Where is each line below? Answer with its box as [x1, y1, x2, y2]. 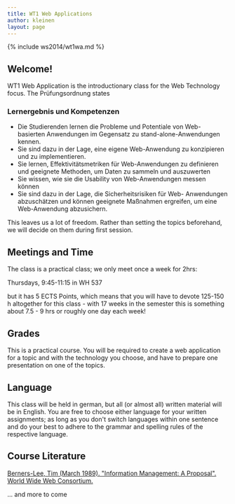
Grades [7, 328, 40, 340]
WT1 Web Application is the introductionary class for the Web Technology [7, 82, 220, 90]
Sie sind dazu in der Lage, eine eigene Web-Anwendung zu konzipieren [17, 145, 224, 153]
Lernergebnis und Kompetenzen [7, 107, 120, 117]
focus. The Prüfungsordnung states [7, 89, 110, 98]
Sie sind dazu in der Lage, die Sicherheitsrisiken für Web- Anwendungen [17, 190, 228, 198]
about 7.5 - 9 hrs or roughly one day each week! [7, 307, 146, 316]
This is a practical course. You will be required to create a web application [7, 346, 221, 355]
